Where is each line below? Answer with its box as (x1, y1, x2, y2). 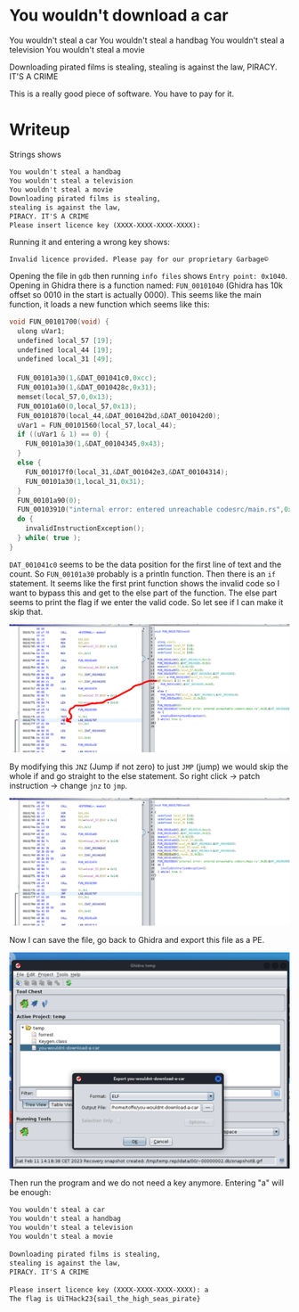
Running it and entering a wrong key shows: (9, 236, 171, 247)
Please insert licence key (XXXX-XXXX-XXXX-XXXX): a (9, 1285, 209, 1294)
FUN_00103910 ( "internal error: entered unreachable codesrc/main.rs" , (17, 505, 285, 514)
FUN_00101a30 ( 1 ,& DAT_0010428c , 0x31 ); (17, 383, 158, 392)
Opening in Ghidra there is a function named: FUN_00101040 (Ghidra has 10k (9, 280, 283, 291)
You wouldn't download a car (9, 5, 229, 26)
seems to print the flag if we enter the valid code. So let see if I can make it (9, 596, 284, 607)
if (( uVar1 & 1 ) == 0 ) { (17, 430, 109, 439)
